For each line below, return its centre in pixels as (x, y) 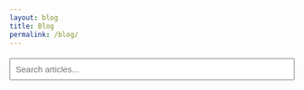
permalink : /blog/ (44, 34)
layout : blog (34, 18)
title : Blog (32, 26)
